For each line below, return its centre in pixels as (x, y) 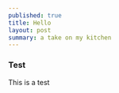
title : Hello (30, 23)
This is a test (29, 82)
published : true (35, 15)
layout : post (30, 30)
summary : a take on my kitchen (60, 37)
